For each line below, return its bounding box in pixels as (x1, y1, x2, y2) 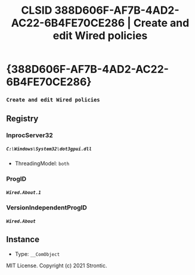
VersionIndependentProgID (6, 203, 88, 212)
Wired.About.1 (6, 189, 42, 196)
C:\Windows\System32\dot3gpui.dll (6, 146, 92, 152)
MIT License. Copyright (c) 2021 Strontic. (6, 262, 107, 269)
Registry (6, 113, 39, 123)
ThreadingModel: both (14, 160, 70, 167)
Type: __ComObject (14, 250, 60, 257)
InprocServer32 (6, 131, 54, 140)
